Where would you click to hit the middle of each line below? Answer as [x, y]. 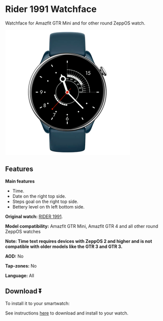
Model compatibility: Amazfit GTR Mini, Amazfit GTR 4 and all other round [82, 226]
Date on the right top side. [39, 196]
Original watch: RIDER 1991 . [34, 216]
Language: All [20, 275]
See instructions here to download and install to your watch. [67, 313]
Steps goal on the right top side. [45, 201]
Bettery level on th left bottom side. [48, 206]
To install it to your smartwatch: [37, 303]
